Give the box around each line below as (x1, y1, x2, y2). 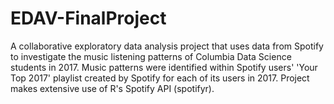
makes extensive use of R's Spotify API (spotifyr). (10, 82, 215, 94)
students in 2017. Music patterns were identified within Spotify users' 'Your (10, 61, 318, 73)
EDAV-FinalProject (10, 7, 167, 30)
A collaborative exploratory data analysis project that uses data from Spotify (10, 40, 324, 52)
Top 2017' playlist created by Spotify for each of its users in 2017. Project (10, 72, 310, 84)
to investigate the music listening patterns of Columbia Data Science (10, 50, 292, 62)
